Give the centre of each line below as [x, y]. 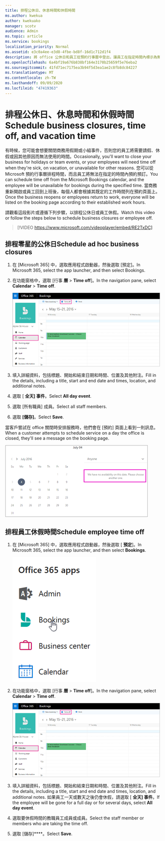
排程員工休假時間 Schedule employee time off [75, 532]
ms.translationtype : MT [29, 73]
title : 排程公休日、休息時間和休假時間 [40, 10]
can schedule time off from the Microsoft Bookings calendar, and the [75, 179]
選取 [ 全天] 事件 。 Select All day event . [52, 396]
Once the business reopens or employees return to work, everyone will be [80, 197]
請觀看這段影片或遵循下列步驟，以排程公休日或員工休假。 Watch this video [80, 212]
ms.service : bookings [27, 42]
